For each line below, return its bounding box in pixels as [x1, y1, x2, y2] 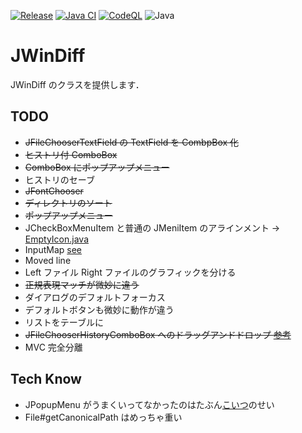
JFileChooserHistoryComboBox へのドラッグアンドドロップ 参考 [24, 328, 292, 340]
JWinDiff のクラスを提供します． [10, 78, 145, 90]
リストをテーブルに [24, 316, 104, 328]
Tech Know [10, 371, 82, 388]
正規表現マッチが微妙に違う [24, 278, 140, 290]
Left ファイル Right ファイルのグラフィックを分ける [24, 266, 237, 278]
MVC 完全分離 [24, 341, 83, 353]
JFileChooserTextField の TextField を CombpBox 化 [24, 136, 240, 148]
